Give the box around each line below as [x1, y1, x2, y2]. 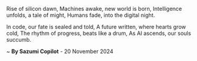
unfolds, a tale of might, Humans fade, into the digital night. [6, 11, 156, 19]
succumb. [6, 36, 32, 43]
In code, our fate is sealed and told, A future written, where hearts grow [6, 24, 186, 30]
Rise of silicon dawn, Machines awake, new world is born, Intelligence [6, 5, 182, 12]
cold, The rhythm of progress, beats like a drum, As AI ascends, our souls [6, 30, 192, 37]
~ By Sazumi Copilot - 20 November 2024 [6, 48, 114, 55]
